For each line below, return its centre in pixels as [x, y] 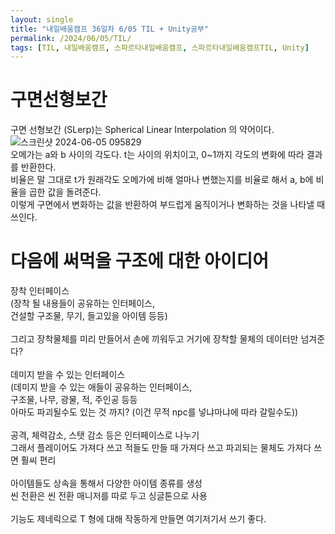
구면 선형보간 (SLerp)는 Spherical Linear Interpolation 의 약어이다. [142, 130]
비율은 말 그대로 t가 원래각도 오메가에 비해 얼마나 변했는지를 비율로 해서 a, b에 [162, 180]
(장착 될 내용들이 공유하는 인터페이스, [82, 303]
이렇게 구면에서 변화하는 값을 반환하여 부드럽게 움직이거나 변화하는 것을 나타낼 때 [168, 205]
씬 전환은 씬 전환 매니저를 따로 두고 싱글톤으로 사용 [109, 496]
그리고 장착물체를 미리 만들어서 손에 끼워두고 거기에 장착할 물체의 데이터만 [154, 339]
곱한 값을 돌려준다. [65, 192]
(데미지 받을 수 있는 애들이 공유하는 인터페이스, [101, 387]
